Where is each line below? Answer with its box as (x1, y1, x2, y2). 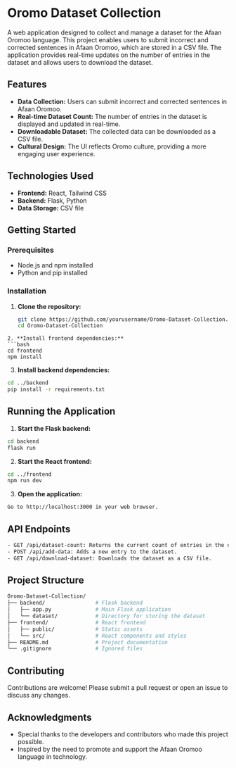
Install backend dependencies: (17, 366, 110, 374)
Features (7, 79, 47, 91)
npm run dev (7, 477, 42, 484)
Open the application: (17, 490, 83, 498)
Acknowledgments (7, 711, 93, 723)
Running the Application (7, 405, 116, 417)
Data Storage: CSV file (17, 203, 84, 212)
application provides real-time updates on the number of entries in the (7, 51, 211, 59)
